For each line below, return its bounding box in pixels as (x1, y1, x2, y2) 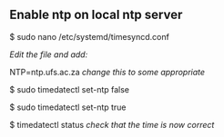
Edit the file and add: (9, 49, 88, 60)
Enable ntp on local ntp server (9, 7, 183, 23)
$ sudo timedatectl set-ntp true (9, 102, 127, 113)
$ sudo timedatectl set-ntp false (9, 83, 130, 94)
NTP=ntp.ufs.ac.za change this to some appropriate (9, 66, 206, 77)
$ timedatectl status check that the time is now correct (9, 119, 215, 130)
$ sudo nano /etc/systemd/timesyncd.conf (9, 31, 170, 42)
